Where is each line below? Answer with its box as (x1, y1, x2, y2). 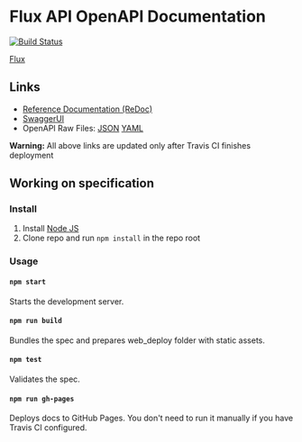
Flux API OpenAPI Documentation (9, 6, 266, 27)
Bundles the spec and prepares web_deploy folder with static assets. (9, 335, 266, 346)
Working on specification (9, 176, 155, 191)
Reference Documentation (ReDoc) (22, 104, 153, 114)
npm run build (9, 317, 63, 326)
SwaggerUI (22, 113, 65, 123)
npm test (9, 356, 42, 365)
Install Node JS (22, 223, 79, 234)
